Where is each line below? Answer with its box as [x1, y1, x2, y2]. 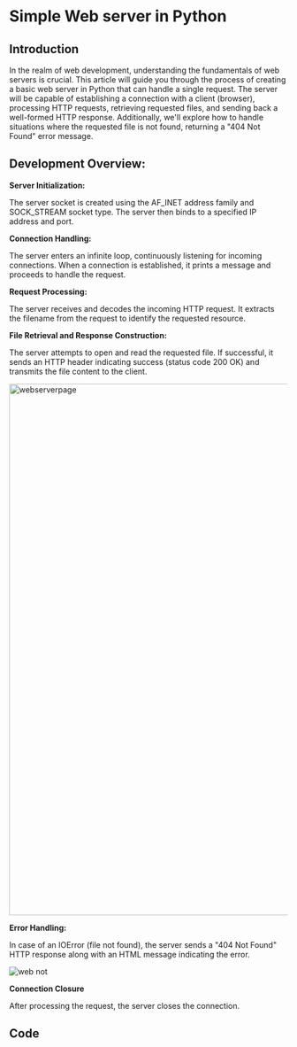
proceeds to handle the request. [9, 268, 126, 280]
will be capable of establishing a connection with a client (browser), [9, 93, 255, 104]
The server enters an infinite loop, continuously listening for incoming [9, 250, 263, 260]
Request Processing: [9, 286, 88, 297]
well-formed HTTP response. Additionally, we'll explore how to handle [9, 112, 263, 122]
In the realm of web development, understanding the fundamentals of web [9, 65, 280, 75]
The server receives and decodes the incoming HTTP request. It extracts [9, 303, 275, 314]
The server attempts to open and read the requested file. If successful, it [9, 347, 274, 358]
